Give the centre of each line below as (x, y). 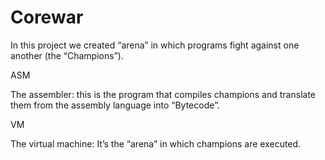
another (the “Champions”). (67, 55)
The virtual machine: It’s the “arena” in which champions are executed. (156, 143)
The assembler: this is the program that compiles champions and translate (163, 94)
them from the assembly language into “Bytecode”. (115, 105)
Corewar (47, 17)
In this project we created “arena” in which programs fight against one (155, 45)
